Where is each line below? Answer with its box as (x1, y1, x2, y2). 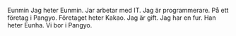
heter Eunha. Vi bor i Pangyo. (7, 21, 93, 29)
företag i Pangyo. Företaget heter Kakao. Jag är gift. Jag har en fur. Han (7, 13, 216, 22)
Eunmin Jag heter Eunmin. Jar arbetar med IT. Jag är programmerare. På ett (7, 6, 229, 14)
